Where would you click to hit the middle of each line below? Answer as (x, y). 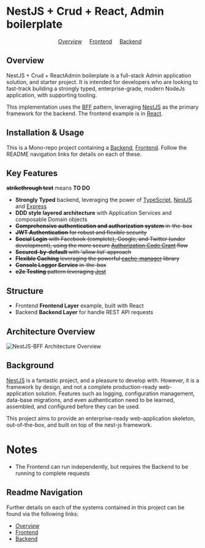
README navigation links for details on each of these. (74, 154)
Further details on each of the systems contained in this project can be (95, 507)
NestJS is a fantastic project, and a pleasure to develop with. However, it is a (103, 380)
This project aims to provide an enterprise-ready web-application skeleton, (101, 418)
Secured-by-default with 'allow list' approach (73, 252)
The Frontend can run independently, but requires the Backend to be (102, 466)
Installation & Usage (45, 133)
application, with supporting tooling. (52, 95)
